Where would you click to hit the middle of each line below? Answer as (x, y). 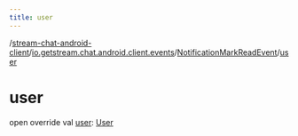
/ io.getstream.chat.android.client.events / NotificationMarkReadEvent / (155, 52)
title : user (31, 17)
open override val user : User (61, 122)
